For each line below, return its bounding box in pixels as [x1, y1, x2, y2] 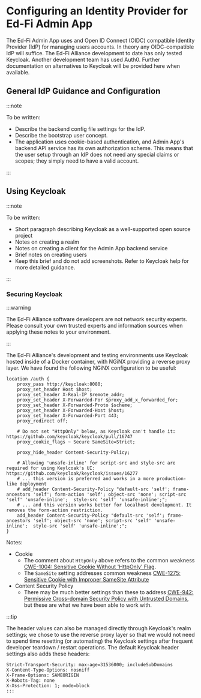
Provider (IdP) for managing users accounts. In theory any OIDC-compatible [6, 43, 194, 50]
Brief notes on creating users [14, 251, 87, 258]
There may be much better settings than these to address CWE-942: [23, 588, 194, 595]
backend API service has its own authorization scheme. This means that [14, 144, 193, 151]
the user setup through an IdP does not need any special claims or [14, 151, 179, 158]
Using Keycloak [6, 186, 66, 196]
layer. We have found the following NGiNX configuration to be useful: [6, 364, 177, 372]
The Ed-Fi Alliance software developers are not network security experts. [6, 315, 188, 322]
